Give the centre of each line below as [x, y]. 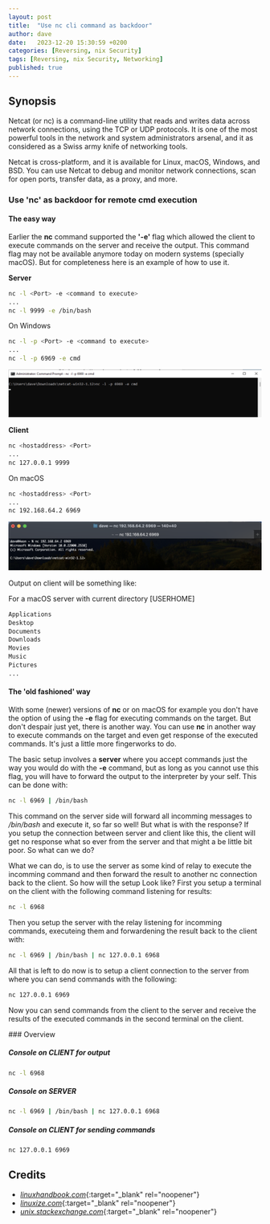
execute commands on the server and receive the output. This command [129, 245]
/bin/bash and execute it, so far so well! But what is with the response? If [129, 824]
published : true [35, 68]
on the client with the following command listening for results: [110, 891]
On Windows [29, 326]
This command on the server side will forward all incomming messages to [130, 816]
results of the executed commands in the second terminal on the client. [126, 1018]
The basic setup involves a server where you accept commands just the [128, 760]
